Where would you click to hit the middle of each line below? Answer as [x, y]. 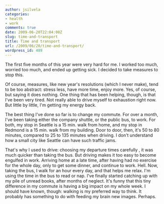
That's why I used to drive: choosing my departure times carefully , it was [79, 150]
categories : [17, 14]
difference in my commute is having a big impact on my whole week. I [75, 186]
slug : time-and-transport [31, 37]
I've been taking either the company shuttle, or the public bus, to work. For [80, 120]
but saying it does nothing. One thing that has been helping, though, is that [80, 94]
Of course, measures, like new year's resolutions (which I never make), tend [82, 84]
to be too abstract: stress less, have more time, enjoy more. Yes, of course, [81, 89]
